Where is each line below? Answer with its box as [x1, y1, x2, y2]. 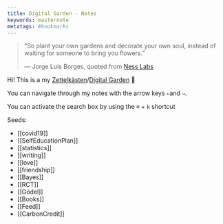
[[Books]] [17, 195, 45, 203]
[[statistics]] [17, 144, 52, 152]
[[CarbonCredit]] [17, 210, 65, 218]
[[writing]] [17, 151, 46, 159]
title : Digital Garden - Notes [7, 10, 97, 17]
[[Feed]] [17, 203, 41, 211]
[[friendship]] [17, 166, 55, 174]
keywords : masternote [7, 17, 70, 23]
